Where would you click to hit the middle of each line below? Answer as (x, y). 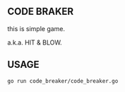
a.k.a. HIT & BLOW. (35, 42)
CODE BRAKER (41, 12)
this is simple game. (36, 28)
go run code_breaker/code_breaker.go (63, 81)
